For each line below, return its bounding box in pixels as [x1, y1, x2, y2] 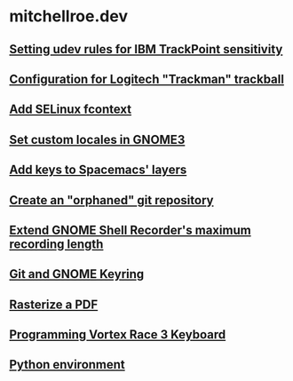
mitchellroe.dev [9, 6, 129, 27]
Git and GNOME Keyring [9, 266, 145, 282]
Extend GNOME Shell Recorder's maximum [9, 222, 251, 237]
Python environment [9, 357, 126, 372]
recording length [9, 236, 104, 251]
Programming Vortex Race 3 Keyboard [9, 327, 226, 343]
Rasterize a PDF [9, 297, 99, 312]
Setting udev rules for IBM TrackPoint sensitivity [9, 42, 283, 57]
